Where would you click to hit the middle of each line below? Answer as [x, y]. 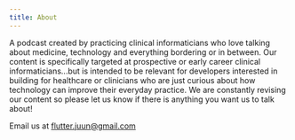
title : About [33, 17]
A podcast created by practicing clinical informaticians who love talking [140, 43]
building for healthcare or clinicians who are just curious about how [132, 80]
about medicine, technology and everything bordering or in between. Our [143, 52]
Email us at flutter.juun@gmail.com [72, 126]
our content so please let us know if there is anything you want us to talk [142, 99]
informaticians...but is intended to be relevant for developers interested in [144, 71]
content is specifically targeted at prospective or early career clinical [135, 61]
